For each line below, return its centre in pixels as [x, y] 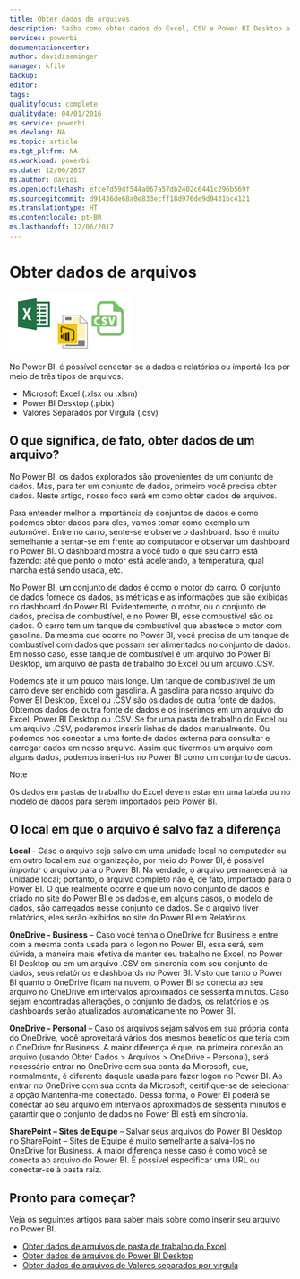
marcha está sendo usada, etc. [66, 570]
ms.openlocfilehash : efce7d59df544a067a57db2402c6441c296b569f [130, 189]
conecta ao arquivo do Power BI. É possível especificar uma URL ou [134, 1160]
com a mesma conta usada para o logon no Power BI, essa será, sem [137, 945]
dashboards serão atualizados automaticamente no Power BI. [122, 1011]
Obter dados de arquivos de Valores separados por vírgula [130, 1266]
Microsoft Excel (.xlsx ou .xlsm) [80, 393]
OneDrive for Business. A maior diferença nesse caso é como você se [138, 1151]
